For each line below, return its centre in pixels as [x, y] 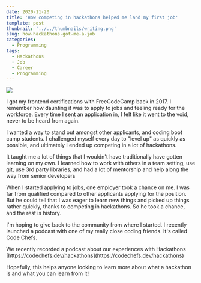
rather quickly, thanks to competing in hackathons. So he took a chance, [96, 207]
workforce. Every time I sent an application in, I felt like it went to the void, [97, 114]
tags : [13, 51]
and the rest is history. [34, 213]
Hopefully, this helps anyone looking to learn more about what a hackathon [99, 267]
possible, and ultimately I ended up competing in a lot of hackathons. [91, 145]
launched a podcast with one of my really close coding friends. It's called [97, 231]
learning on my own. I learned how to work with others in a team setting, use [101, 163]
